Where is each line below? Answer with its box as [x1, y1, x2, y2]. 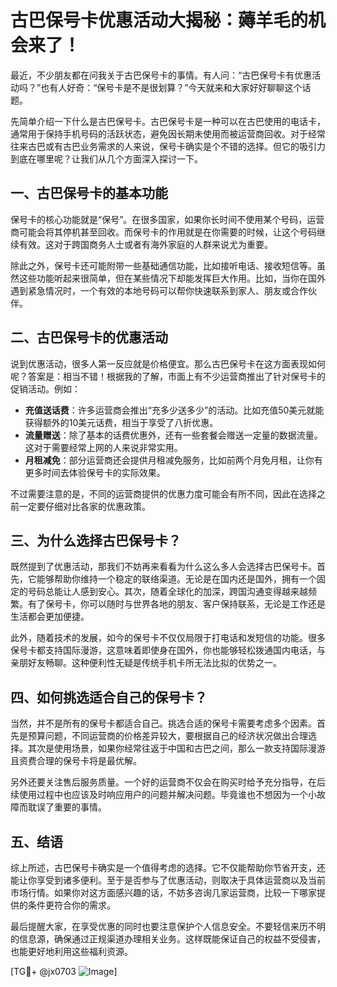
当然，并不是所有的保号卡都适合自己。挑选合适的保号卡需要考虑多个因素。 [10, 717, 317, 730]
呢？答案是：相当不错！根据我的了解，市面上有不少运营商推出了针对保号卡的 [10, 370, 326, 382]
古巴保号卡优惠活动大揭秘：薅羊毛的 [10, 9, 309, 32]
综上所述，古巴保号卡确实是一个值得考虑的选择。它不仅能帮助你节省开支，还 [10, 862, 326, 873]
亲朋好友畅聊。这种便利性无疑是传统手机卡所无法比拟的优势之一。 [10, 657, 282, 669]
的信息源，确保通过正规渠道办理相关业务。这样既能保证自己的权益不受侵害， [10, 933, 326, 945]
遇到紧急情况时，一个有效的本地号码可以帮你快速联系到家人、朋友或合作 [10, 284, 308, 296]
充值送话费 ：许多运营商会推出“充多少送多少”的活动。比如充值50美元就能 [24, 404, 325, 416]
